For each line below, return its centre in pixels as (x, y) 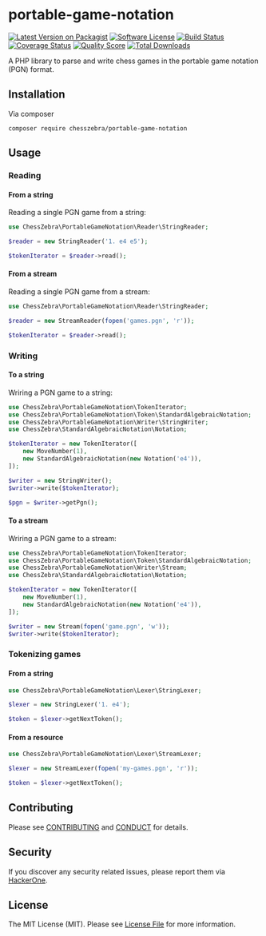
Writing (23, 356)
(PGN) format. (31, 69)
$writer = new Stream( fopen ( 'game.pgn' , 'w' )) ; (89, 626)
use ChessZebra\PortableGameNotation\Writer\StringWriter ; (109, 422)
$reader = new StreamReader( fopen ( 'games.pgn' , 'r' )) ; (101, 321)
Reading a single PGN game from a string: (77, 213)
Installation (37, 95)
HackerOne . (28, 880)
